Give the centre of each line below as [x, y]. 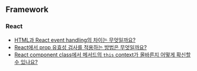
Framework [27, 10]
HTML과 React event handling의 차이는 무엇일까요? [75, 40]
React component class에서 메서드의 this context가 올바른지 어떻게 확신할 [102, 55]
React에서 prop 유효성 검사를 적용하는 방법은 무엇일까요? [80, 47]
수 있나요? [26, 62]
